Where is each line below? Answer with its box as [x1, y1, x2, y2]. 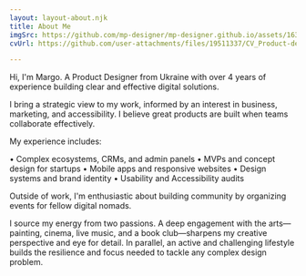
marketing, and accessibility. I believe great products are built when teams [9, 108, 289, 119]
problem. [9, 257, 44, 268]
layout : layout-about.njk [9, 13, 107, 23]
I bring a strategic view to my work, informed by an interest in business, [9, 99, 278, 110]
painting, [9, 228, 43, 239]
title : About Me [9, 22, 71, 31]
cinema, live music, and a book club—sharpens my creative [44, 228, 268, 239]
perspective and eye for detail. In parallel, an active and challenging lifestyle [9, 238, 295, 249]
